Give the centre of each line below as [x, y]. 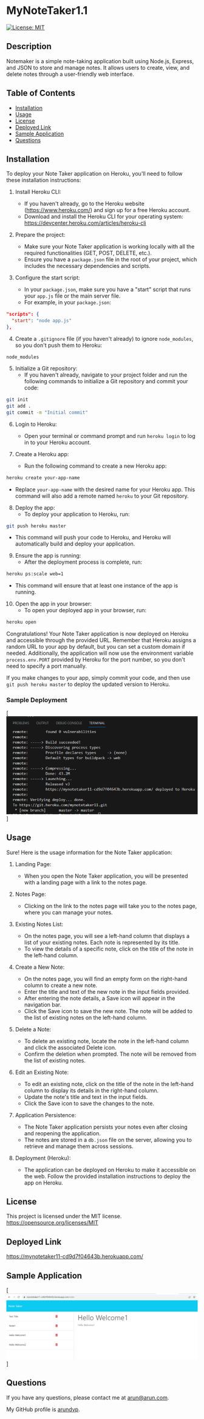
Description [29, 46]
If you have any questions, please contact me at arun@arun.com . [88, 1397]
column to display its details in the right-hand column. [91, 1090]
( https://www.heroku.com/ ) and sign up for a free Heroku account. [107, 210]
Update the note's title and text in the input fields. [86, 1096]
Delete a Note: [33, 1029]
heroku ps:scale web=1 [35, 574]
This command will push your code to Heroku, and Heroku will [93, 538]
